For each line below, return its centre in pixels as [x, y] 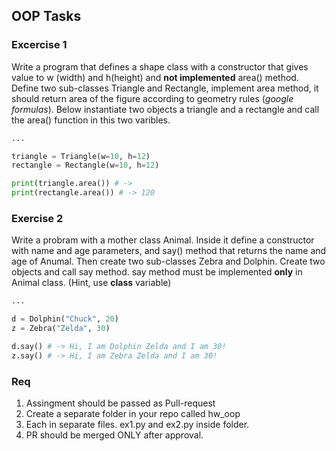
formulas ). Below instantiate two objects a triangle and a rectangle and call [165, 109]
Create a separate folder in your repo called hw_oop [133, 414]
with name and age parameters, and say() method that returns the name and [169, 251]
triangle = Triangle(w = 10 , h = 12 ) [81, 156]
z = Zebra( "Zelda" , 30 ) [61, 329]
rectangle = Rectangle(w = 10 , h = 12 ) [85, 165]
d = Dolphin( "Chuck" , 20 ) [65, 319]
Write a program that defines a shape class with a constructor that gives [160, 66]
